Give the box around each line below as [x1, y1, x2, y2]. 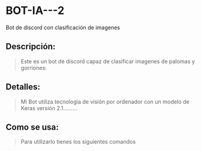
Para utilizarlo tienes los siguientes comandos [20, 138, 136, 146]
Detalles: [5, 82, 41, 92]
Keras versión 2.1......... [20, 104, 77, 111]
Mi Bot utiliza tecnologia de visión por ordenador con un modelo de [20, 98, 190, 105]
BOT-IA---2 [5, 4, 65, 18]
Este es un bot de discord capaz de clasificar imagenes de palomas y [20, 57, 196, 65]
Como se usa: [5, 122, 59, 132]
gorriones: [20, 64, 47, 71]
